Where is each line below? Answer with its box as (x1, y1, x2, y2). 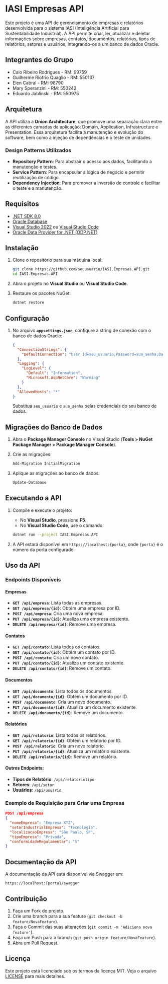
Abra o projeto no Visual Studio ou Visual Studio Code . (12, 280, 128, 287)
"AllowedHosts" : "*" (17, 389, 60, 394)
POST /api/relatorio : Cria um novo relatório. (12, 743, 105, 749)
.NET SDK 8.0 (12, 213, 41, 219)
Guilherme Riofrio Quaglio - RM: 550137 (12, 74, 95, 81)
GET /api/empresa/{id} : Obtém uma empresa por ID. (12, 605, 121, 612)
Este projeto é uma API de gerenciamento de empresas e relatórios (5, 20, 144, 26)
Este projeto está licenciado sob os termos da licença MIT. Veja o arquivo (5, 967, 157, 974)
